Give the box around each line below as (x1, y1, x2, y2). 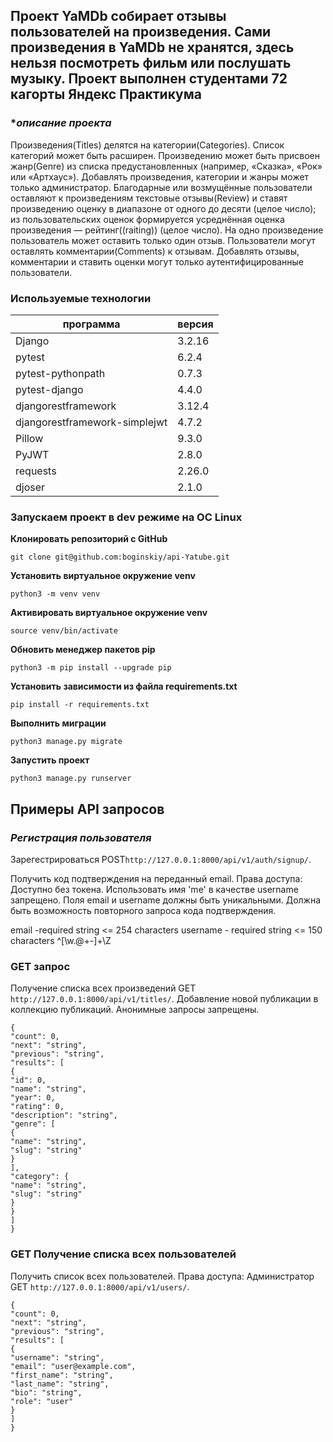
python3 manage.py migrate (10, 737, 123, 747)
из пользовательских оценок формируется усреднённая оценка (10, 213, 285, 225)
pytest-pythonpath (15, 366, 106, 380)
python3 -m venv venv (10, 589, 101, 599)
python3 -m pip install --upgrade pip (10, 663, 172, 673)
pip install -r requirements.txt (10, 700, 150, 710)
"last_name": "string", (10, 1379, 110, 1389)
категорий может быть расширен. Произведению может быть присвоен (10, 149, 321, 161)
